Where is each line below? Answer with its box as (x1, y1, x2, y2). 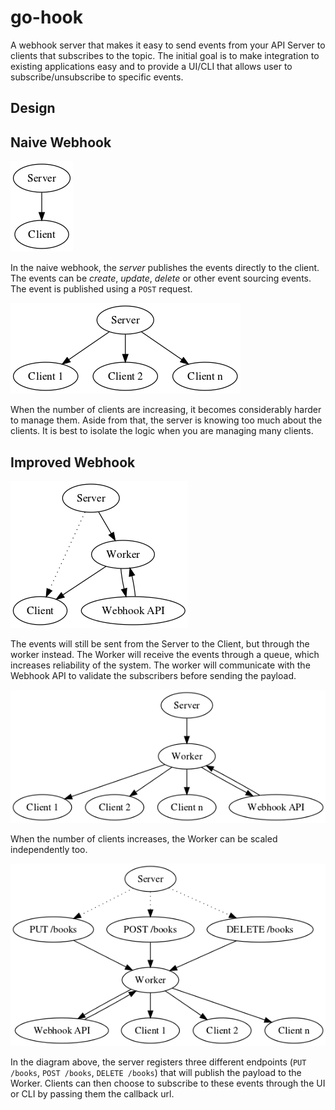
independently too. (10, 843, 88, 855)
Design (10, 100, 56, 117)
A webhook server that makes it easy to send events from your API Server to (10, 39, 326, 51)
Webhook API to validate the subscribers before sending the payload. (10, 669, 297, 681)
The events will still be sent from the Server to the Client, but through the (10, 637, 310, 650)
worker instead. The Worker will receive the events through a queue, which (10, 648, 320, 660)
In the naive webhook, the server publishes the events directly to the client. (10, 262, 320, 274)
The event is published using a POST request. (10, 283, 193, 295)
